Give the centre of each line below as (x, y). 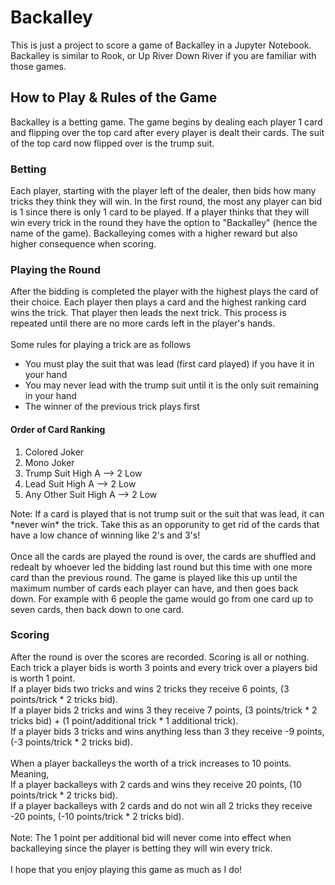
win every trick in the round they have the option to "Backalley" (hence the (164, 223)
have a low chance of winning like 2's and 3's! (105, 535)
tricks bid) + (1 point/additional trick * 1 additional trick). (124, 720)
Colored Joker (54, 452)
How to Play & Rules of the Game (114, 97)
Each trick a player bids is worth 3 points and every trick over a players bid (164, 667)
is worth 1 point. (43, 678)
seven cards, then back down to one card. (97, 609)
